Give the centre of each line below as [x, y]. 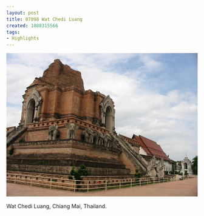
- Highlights [23, 39]
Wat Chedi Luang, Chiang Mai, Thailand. [57, 206]
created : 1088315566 [32, 25]
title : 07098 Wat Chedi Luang [45, 19]
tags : [13, 32]
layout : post [23, 13]
